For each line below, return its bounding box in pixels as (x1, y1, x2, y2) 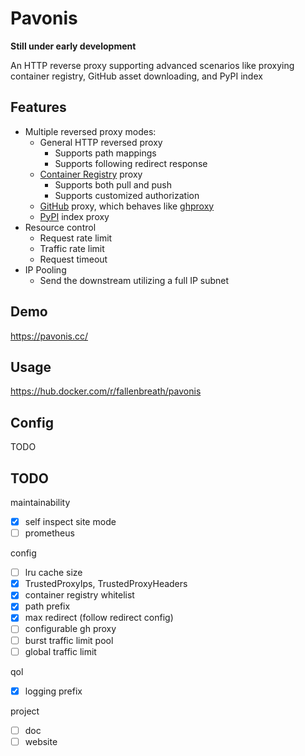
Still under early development (10, 40, 137, 52)
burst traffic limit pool (24, 634, 114, 646)
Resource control (24, 221, 97, 233)
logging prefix (24, 685, 83, 697)
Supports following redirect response (54, 157, 208, 169)
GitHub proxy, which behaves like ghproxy (39, 200, 215, 212)
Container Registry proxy (39, 168, 143, 180)
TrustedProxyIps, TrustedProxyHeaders (24, 578, 188, 590)
